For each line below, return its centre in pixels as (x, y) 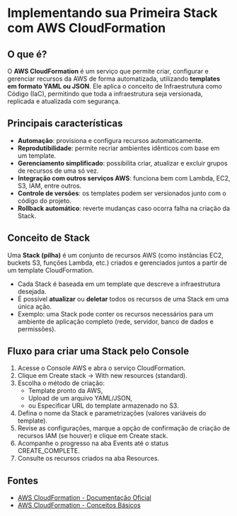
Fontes (23, 480)
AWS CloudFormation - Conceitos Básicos (79, 505)
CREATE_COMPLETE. (48, 451)
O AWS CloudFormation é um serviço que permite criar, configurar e (108, 71)
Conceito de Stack (49, 238)
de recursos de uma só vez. (58, 171)
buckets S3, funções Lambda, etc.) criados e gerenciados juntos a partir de (117, 263)
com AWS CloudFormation (87, 28)
